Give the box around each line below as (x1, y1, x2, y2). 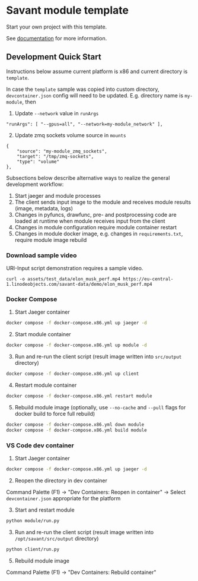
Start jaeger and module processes (14, 192, 101, 199)
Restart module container (14, 381, 77, 389)
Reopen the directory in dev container (14, 476, 108, 484)
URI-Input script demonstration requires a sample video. (6, 265, 143, 272)
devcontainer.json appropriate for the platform (6, 494, 121, 502)
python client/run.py (6, 546, 60, 552)
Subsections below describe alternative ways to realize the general (6, 174, 170, 181)
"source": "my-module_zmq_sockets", (17, 148, 108, 154)
